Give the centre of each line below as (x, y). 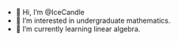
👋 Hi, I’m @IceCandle (50, 12)
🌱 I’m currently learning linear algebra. (78, 29)
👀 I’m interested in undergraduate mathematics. (93, 20)
